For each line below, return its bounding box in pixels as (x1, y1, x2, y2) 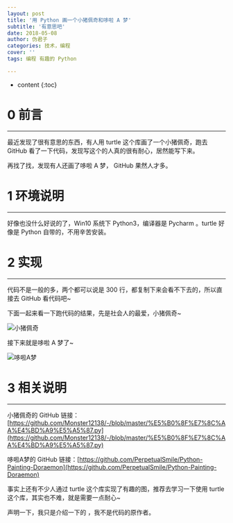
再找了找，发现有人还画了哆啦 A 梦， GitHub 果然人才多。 (7, 161, 172, 169)
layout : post (7, 10, 45, 17)
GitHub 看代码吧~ (20, 294, 71, 302)
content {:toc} (17, 81, 58, 89)
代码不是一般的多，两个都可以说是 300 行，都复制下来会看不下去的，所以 (7, 285, 217, 294)
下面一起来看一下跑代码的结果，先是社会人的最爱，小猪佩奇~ (7, 308, 182, 317)
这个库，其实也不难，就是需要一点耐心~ (7, 493, 121, 501)
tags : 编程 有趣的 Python (7, 56, 77, 63)
